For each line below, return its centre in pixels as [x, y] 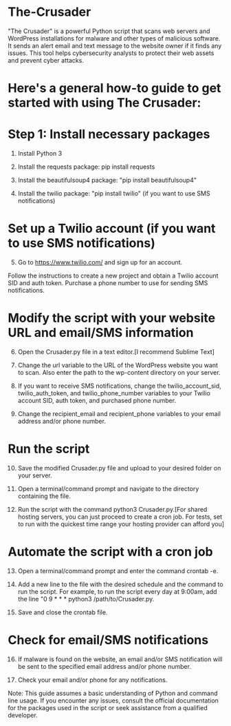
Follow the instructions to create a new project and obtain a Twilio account [113, 276]
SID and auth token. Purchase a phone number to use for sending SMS [108, 283]
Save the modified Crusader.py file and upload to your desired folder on [119, 468]
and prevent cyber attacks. [46, 60]
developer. [23, 715]
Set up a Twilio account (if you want [112, 229]
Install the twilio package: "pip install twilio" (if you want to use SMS [114, 194]
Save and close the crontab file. [63, 612]
